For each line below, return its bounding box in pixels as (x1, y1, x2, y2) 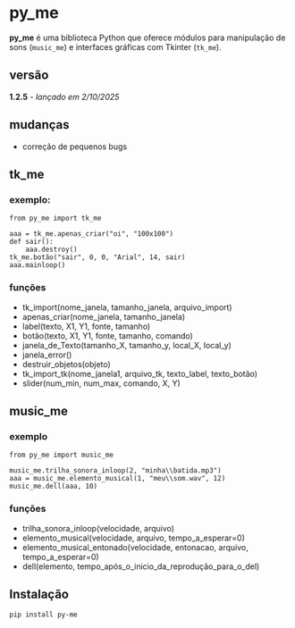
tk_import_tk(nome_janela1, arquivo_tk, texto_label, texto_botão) (21, 368, 257, 379)
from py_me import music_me (9, 450, 114, 460)
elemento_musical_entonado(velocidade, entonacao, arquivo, (21, 541, 249, 552)
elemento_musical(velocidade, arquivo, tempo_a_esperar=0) (21, 532, 246, 543)
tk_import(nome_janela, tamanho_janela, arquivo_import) (21, 302, 232, 313)
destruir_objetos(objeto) (21, 358, 112, 369)
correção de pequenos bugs (21, 141, 128, 152)
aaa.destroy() (25, 245, 78, 255)
